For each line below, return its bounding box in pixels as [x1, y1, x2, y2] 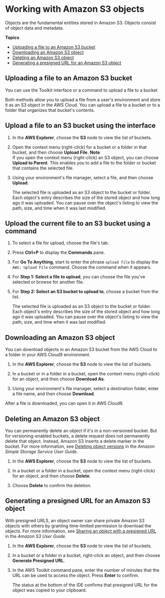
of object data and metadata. [5, 25, 64, 31]
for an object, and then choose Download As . [12, 376, 105, 382]
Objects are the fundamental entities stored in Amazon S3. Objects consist [5, 20, 156, 26]
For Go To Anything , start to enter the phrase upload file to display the [12, 259, 159, 265]
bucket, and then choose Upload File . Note [12, 149, 100, 155]
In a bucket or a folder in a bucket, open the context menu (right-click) [12, 468, 155, 473]
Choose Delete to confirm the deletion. [12, 483, 92, 488]
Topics [5, 34, 20, 40]
